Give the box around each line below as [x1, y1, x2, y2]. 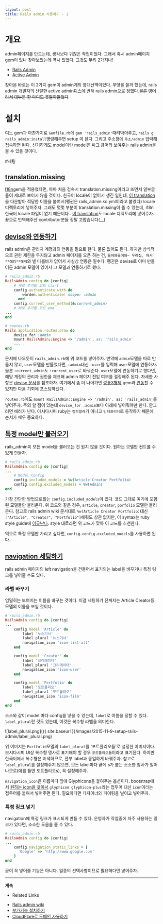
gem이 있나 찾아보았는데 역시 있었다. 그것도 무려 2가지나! [5, 57, 114, 63]
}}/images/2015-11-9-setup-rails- [72, 728, 138, 734]
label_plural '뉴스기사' [22, 636, 69, 641]
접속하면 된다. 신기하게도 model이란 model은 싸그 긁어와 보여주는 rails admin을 [5, 142, 156, 148]
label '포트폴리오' [22, 685, 57, 690]
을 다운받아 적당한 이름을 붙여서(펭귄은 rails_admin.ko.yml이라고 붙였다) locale [5, 199, 155, 205]
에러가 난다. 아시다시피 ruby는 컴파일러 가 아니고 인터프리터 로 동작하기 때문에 [14, 409, 154, 414]
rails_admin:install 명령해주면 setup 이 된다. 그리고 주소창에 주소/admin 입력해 [5, 136, 158, 142]
